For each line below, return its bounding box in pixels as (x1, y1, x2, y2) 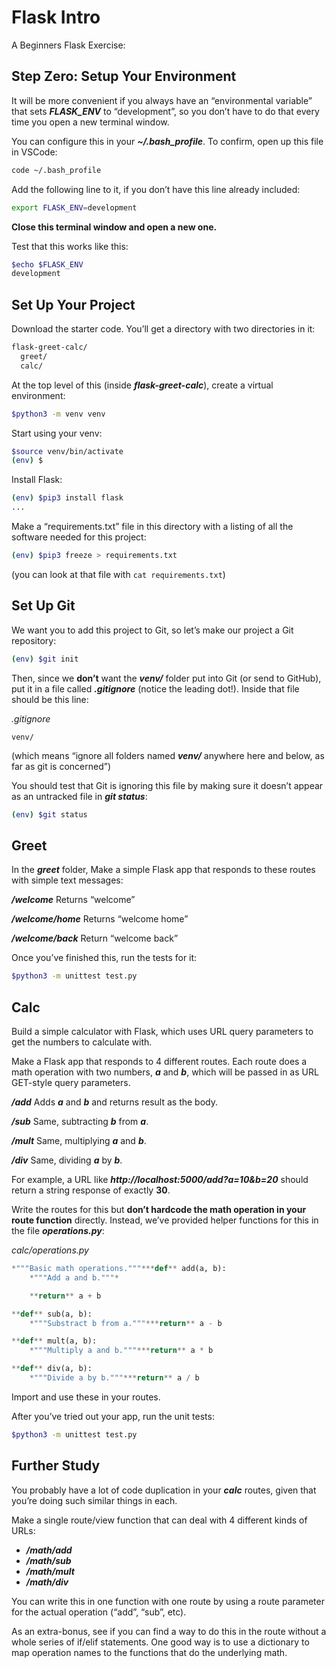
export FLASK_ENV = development (11, 202, 138, 213)
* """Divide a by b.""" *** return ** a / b (29, 1373, 200, 1383)
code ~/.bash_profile (11, 165, 102, 175)
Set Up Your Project (11, 296, 136, 313)
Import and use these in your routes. (11, 1391, 161, 1403)
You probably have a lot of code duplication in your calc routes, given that (11, 1484, 317, 1496)
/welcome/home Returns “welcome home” (11, 913, 189, 925)
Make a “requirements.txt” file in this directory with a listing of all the (11, 521, 294, 533)
